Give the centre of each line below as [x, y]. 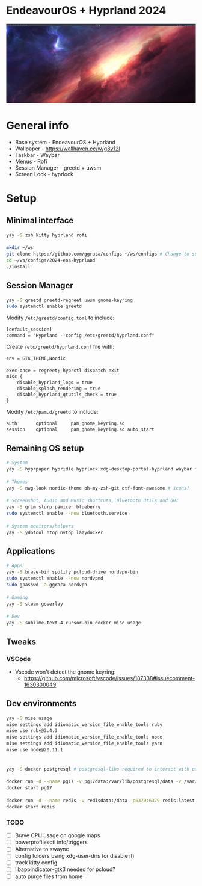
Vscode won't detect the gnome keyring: [65, 672]
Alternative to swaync [42, 849]
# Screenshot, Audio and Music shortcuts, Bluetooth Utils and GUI [93, 501]
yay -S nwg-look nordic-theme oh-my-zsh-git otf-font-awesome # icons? [98, 488]
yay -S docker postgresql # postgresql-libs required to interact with [98, 769]
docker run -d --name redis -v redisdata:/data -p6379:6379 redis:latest [101, 801]
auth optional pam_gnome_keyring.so [66, 424]
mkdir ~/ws [20, 248]
